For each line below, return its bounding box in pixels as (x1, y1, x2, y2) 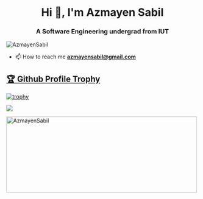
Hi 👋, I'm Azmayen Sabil (41, 5, 164, 19)
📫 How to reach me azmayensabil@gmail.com (15, 53, 136, 60)
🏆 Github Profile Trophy (6, 74, 101, 84)
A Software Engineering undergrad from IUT (35, 27, 169, 36)
